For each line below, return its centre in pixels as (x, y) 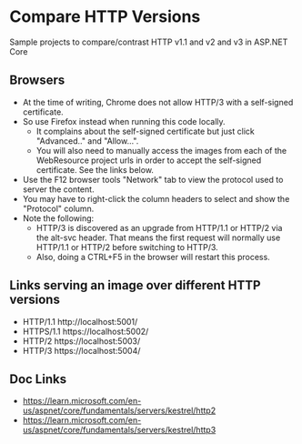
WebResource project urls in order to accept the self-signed (149, 160)
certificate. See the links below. (95, 169)
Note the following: (58, 218)
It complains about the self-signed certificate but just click (145, 131)
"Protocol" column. (58, 208)
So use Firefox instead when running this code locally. (124, 121)
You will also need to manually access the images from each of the (161, 150)
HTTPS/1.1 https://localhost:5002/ (86, 331)
